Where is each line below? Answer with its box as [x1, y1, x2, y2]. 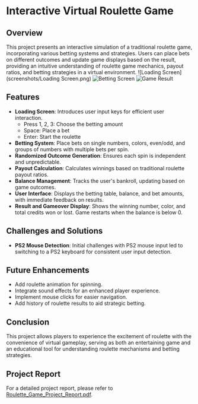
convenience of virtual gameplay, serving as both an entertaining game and [6, 339, 191, 346]
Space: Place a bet [23, 126, 70, 134]
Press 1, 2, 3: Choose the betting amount [23, 120, 123, 128]
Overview [6, 28, 43, 38]
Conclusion [6, 317, 50, 327]
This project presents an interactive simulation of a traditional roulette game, [6, 43, 193, 50]
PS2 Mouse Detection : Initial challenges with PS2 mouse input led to [14, 241, 183, 249]
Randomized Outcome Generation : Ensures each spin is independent [14, 152, 186, 159]
